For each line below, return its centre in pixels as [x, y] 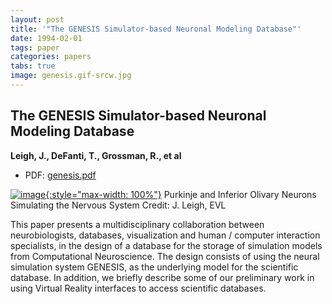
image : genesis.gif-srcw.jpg [71, 76]
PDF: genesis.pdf [60, 175]
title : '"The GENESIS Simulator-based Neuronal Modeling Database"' [156, 29]
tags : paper [35, 47]
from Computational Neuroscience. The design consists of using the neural [165, 256]
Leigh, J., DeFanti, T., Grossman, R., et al [96, 155]
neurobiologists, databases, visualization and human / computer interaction [165, 235]
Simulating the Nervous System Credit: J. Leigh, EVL [118, 205]
